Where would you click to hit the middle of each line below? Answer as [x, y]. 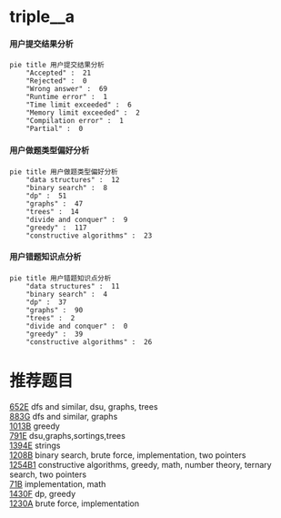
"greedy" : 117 [57, 228]
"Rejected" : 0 [57, 81]
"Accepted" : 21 [59, 73]
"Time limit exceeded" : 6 [79, 105]
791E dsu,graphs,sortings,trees [67, 435]
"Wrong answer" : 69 [66, 89]
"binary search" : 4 [66, 294]
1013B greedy [35, 426]
